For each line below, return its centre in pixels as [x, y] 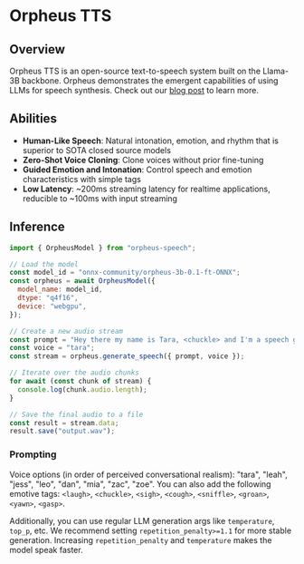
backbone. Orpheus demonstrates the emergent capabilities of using [150, 81]
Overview [38, 49]
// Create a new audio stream [66, 331]
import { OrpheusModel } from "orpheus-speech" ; [103, 248]
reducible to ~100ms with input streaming [100, 198]
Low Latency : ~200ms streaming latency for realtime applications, [147, 189]
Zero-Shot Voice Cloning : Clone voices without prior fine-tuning [143, 160]
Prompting [33, 454]
